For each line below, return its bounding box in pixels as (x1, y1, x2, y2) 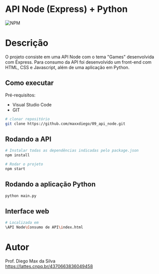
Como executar (5, 79, 54, 88)
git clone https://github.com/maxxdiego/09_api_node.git (5, 121, 126, 126)
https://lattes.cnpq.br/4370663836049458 (5, 263, 93, 269)
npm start (5, 166, 26, 171)
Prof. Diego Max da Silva (5, 258, 56, 264)
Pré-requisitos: (5, 92, 36, 98)
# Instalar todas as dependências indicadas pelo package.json (5, 148, 139, 153)
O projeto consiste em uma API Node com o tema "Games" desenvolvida (5, 54, 155, 60)
